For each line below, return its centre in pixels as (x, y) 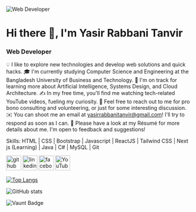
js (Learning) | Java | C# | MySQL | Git (53, 147)
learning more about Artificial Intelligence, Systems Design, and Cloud (92, 87)
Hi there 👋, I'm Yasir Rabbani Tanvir (94, 33)
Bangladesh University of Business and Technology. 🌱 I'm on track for (91, 80)
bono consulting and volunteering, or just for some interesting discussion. (97, 108)
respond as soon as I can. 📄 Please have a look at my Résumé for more (93, 123)
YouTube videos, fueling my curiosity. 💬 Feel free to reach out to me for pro (98, 102)
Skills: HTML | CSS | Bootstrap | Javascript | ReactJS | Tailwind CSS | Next (97, 141)
